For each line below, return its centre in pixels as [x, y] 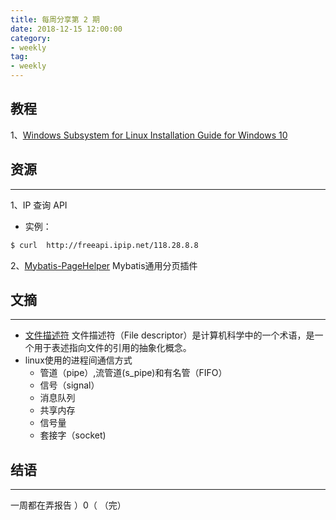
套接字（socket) [73, 435]
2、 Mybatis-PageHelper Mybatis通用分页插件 [104, 265]
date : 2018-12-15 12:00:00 [66, 29]
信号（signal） [69, 385]
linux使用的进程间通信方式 [78, 360]
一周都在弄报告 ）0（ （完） [68, 505]
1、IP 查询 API [39, 205]
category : [31, 38]
